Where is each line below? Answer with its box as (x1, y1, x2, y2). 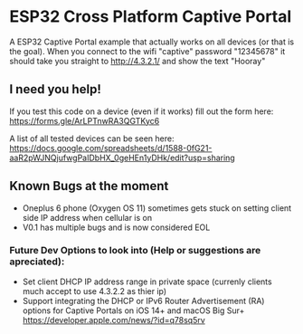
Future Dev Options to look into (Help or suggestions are (9, 244, 261, 257)
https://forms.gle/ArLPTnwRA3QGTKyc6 (9, 115, 160, 126)
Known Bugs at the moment (9, 178, 169, 194)
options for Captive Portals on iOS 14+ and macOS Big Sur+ (22, 305, 245, 316)
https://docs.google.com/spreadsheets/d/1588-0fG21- (9, 142, 213, 153)
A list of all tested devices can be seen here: (9, 133, 175, 144)
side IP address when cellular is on (22, 212, 152, 223)
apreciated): (9, 255, 65, 268)
